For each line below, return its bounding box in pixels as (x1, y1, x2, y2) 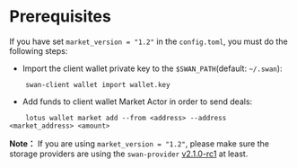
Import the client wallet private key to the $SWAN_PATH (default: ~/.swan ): (22, 63, 283, 74)
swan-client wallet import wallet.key (25, 80, 170, 89)
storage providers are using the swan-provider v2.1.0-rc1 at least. (9, 148, 249, 159)
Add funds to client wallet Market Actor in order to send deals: (22, 96, 253, 107)
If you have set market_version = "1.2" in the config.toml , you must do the (9, 36, 289, 47)
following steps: (9, 45, 68, 56)
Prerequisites (9, 6, 112, 27)
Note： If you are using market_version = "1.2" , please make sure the (9, 137, 269, 149)
